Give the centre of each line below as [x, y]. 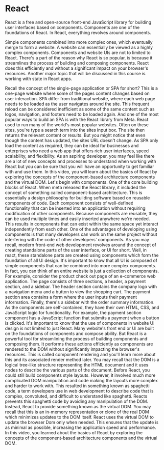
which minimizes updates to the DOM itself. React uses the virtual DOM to [80, 417]
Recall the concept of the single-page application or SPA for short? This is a [82, 88]
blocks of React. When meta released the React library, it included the [75, 187]
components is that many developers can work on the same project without [81, 234]
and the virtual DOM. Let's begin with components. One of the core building [82, 182]
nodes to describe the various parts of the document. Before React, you [78, 370]
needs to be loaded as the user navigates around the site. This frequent [77, 104]
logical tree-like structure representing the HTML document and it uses [77, 365]
